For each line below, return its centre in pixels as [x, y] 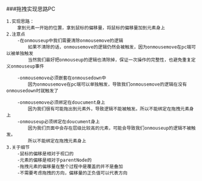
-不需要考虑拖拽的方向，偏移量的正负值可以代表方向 [72, 173]
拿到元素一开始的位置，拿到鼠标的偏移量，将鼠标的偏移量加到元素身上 [91, 28]
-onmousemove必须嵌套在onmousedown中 [62, 78]
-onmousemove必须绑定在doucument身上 [61, 103]
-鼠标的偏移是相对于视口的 [46, 154]
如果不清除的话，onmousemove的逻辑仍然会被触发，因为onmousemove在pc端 [110, 47]
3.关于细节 [18, 147]
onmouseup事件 [27, 66]
